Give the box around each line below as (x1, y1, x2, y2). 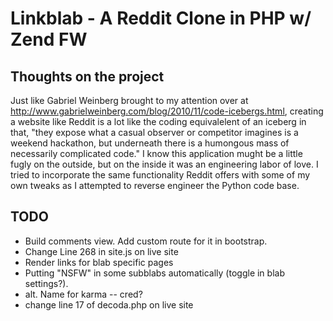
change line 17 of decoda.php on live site (24, 298, 194, 311)
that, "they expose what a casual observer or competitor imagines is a (10, 127, 299, 138)
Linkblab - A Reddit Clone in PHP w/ (10, 7, 312, 30)
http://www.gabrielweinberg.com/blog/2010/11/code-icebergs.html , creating (10, 105, 324, 117)
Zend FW (10, 28, 88, 51)
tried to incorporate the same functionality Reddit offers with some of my (10, 169, 311, 181)
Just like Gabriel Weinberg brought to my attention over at (10, 95, 249, 106)
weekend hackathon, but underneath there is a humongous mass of (10, 137, 290, 149)
